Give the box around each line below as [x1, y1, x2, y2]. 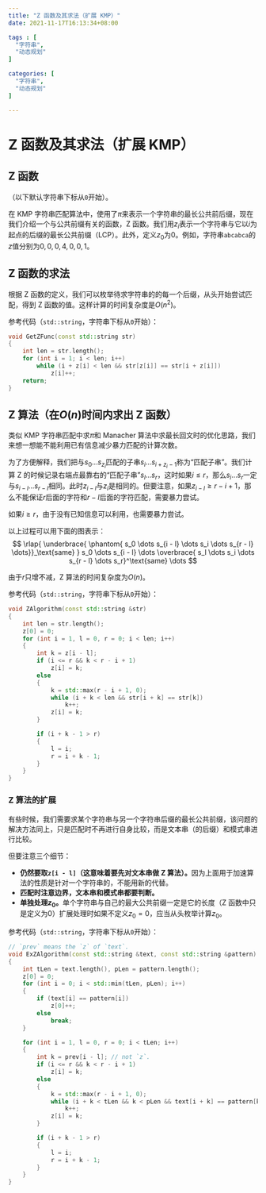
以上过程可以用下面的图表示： [8, 526, 105, 536]
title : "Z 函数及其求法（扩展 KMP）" [8, 11, 121, 20]
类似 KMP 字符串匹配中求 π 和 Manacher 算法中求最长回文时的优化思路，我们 [8, 430, 256, 441]
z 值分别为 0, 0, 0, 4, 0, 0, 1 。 [8, 241, 94, 251]
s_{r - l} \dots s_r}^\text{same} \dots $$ [68, 556, 198, 566]
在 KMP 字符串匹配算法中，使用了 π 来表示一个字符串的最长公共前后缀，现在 [8, 209, 254, 218]
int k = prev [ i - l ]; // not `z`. [36, 1053, 150, 1061]
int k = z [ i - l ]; [36, 649, 97, 657]
